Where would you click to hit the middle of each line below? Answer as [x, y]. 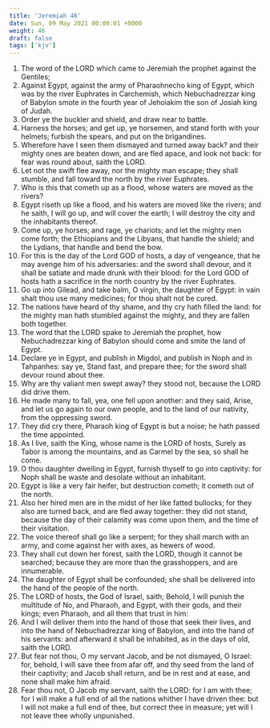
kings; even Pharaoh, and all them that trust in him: [105, 613]
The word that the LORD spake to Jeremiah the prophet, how [121, 333]
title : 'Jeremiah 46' [45, 16]
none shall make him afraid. [66, 681]
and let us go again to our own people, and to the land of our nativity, [135, 409]
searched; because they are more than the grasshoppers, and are [129, 563]
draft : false [31, 38]
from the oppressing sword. [66, 418]
